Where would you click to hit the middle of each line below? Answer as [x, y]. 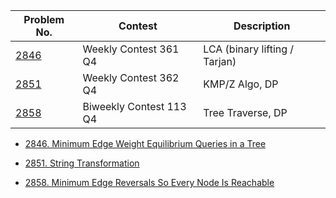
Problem [44, 19]
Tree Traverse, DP [245, 112]
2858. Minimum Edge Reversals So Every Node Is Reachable [149, 182]
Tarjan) [220, 61]
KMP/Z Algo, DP [241, 84]
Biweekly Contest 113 [134, 106]
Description [262, 26]
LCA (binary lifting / [249, 49]
